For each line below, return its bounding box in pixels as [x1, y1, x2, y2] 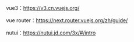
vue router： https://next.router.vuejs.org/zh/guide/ [6, 17, 128, 24]
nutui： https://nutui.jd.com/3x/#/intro [6, 29, 96, 36]
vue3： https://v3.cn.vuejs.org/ [6, 5, 80, 11]
